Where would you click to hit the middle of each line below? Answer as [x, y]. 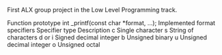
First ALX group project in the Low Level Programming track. [92, 10]
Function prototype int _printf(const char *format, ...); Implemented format [111, 23]
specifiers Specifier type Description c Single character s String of [100, 30]
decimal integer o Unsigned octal [54, 44]
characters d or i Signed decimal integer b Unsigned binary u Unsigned [107, 37]
